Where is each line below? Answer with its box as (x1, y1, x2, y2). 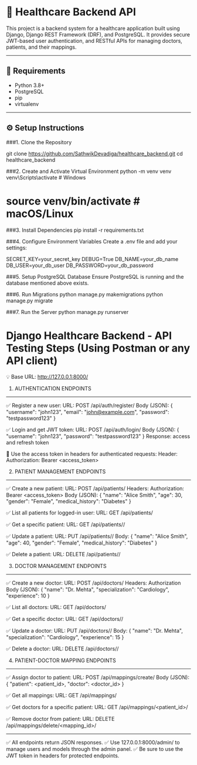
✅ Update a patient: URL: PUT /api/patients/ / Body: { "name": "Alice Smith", (6, 533, 188, 540)
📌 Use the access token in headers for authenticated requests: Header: (6, 450, 178, 457)
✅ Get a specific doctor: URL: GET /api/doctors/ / (6, 616, 124, 623)
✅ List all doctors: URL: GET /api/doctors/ (6, 604, 107, 611)
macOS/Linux (6, 207, 74, 220)
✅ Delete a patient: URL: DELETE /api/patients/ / (6, 551, 121, 558)
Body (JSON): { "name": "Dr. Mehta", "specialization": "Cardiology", (6, 586, 169, 593)
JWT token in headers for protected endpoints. (6, 752, 120, 759)
